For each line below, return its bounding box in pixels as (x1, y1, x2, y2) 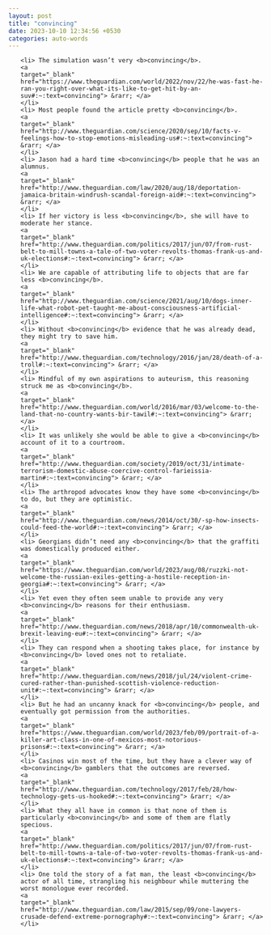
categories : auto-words (8, 34, 89, 43)
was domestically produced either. (19, 545, 141, 553)
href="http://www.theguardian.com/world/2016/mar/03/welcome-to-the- (19, 404, 260, 412)
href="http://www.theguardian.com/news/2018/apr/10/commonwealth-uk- (19, 623, 260, 631)
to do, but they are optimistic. (19, 495, 133, 504)
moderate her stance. (19, 219, 93, 227)
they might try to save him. (19, 332, 119, 341)
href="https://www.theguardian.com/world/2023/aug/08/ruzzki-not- (19, 566, 249, 574)
